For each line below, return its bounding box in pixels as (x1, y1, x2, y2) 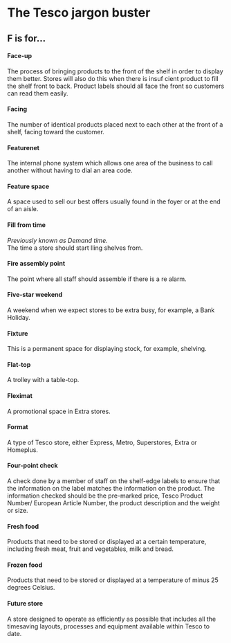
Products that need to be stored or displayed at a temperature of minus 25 (7, 576, 219, 584)
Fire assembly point (7, 260, 66, 268)
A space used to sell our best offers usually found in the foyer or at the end (7, 197, 221, 206)
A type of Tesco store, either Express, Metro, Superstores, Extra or (7, 438, 197, 446)
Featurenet (7, 143, 40, 152)
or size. (7, 507, 29, 515)
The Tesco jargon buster (7, 5, 151, 21)
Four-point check (7, 462, 58, 470)
